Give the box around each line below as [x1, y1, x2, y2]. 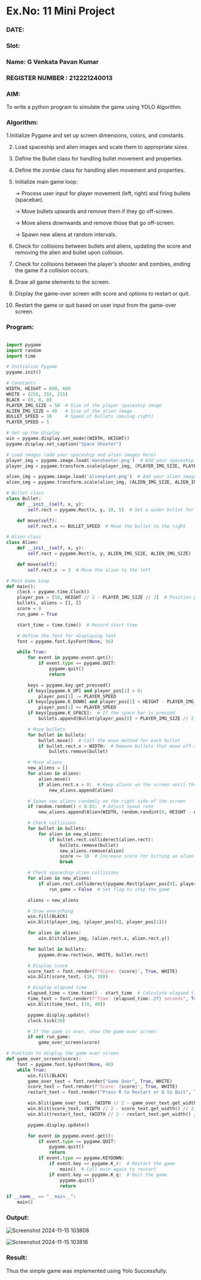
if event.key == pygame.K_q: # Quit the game [48, 1172, 167, 1178]
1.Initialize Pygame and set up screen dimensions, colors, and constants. [6, 132, 185, 139]
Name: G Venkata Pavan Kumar [6, 57, 99, 66]
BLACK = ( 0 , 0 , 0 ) [6, 397, 52, 403]
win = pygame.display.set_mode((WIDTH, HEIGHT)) [6, 436, 130, 442]
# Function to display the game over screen [6, 1050, 119, 1057]
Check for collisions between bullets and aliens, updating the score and [14, 242, 191, 250]
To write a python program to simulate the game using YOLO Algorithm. [6, 104, 182, 111]
